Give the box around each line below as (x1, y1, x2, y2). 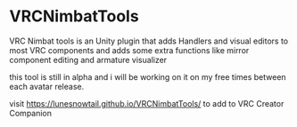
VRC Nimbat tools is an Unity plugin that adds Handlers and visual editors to (9, 36, 289, 46)
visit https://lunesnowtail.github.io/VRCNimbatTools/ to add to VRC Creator (9, 98, 285, 108)
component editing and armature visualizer (9, 54, 168, 65)
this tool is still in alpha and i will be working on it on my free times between (9, 71, 287, 82)
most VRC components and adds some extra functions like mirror (9, 44, 250, 55)
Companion (9, 107, 52, 118)
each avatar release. (9, 81, 85, 91)
